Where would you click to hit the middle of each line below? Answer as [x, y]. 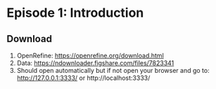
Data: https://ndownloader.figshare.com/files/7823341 [95, 63]
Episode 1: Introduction [75, 13]
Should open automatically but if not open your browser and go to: [113, 70]
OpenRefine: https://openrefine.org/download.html [90, 55]
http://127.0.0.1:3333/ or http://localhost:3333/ [83, 78]
